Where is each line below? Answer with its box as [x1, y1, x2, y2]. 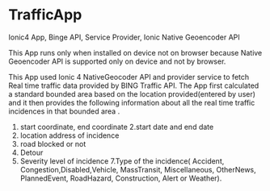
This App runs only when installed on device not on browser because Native [8, 48, 263, 57]
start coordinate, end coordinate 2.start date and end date [19, 122, 214, 131]
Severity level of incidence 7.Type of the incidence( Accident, [19, 156, 225, 166]
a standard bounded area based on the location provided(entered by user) [8, 89, 256, 98]
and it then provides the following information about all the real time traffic [8, 98, 255, 107]
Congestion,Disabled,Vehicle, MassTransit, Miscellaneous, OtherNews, [19, 164, 256, 174]
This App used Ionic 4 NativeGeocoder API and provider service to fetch [8, 72, 250, 81]
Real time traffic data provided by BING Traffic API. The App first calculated [8, 81, 259, 90]
